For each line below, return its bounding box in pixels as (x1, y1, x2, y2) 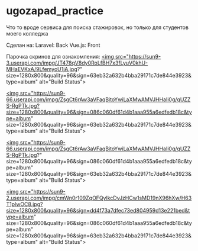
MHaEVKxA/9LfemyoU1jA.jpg (6, 65, 78, 72)
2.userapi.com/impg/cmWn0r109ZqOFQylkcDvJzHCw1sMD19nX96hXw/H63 (6, 194, 192, 201)
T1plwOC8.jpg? (6, 200, 43, 208)
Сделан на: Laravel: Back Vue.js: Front (6, 41, 100, 49)
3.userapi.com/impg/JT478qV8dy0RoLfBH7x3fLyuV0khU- (6, 59, 148, 66)
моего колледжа (6, 30, 48, 37)
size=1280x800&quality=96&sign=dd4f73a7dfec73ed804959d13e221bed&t (6, 207, 190, 214)
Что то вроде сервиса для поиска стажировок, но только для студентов (6, 24, 189, 31)
